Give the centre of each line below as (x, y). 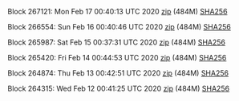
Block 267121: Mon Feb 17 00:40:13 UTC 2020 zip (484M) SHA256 (117, 12)
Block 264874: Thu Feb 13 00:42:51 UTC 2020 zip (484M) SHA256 (118, 73)
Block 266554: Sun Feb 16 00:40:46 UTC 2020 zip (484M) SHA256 (119, 27)
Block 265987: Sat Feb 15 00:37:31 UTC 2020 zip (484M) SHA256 (117, 42)
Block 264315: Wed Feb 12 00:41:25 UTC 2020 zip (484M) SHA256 (119, 88)
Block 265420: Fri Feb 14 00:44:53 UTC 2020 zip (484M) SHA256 (117, 58)
